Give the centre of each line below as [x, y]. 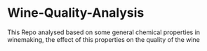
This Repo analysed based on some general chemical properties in [104, 32]
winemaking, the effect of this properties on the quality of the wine [103, 39]
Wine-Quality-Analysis [76, 13]
